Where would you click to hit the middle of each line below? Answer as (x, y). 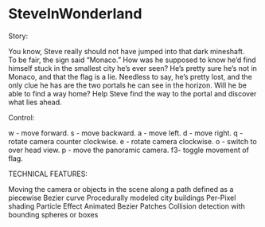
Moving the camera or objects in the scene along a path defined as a (121, 189)
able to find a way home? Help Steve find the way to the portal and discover (132, 93)
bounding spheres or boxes (53, 214)
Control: (21, 117)
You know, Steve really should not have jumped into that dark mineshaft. (127, 51)
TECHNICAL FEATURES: (48, 174)
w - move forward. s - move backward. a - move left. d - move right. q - (126, 133)
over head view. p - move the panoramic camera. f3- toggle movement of (129, 150)
